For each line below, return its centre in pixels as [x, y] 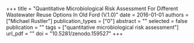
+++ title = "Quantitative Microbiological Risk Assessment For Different [92, 9]
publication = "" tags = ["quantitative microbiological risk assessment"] [92, 27]
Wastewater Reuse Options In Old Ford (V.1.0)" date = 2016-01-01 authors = [98, 15]
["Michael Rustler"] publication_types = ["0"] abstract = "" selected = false [97, 21]
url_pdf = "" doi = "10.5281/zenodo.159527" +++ [65, 34]
